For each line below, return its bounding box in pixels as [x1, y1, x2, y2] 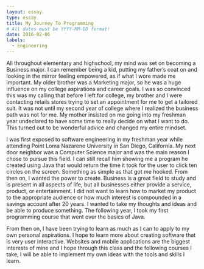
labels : [6, 37, 26, 43]
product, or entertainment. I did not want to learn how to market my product [6, 187, 196, 194]
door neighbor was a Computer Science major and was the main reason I [6, 148, 190, 155]
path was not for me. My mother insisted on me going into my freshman [6, 111, 186, 118]
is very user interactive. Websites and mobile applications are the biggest [6, 237, 191, 245]
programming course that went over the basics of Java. [6, 213, 146, 220]
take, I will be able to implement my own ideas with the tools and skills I [6, 250, 185, 258]
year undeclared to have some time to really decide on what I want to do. [6, 117, 189, 124]
